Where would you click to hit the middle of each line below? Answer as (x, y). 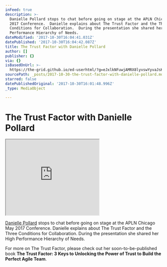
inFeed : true (19, 10)
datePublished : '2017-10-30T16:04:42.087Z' (51, 42)
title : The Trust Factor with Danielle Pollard (55, 47)
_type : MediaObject (25, 88)
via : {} (13, 61)
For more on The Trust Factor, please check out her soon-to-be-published (81, 249)
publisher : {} (20, 56)
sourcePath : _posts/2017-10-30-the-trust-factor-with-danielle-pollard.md (84, 75)
